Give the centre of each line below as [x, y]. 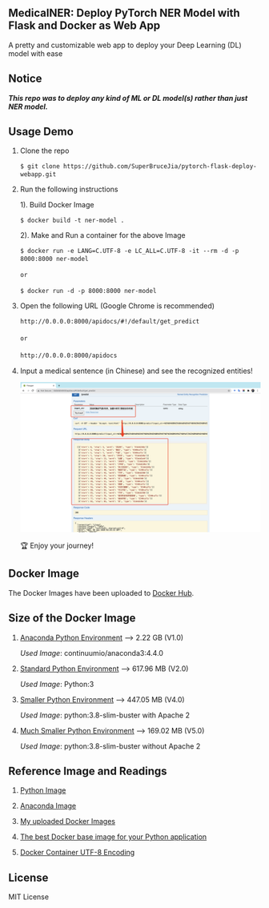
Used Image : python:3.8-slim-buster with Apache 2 [105, 715]
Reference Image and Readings [88, 771]
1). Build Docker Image [57, 205]
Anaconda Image [48, 806]
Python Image [43, 790]
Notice [25, 79]
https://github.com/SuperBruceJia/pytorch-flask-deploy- [160, 167]
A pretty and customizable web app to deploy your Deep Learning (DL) [125, 45]
